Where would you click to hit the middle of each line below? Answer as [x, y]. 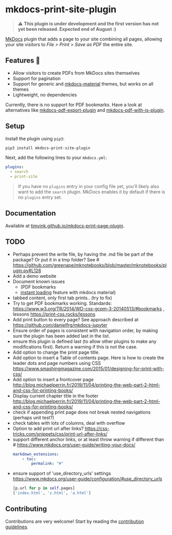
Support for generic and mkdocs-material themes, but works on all [83, 84]
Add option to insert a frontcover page [53, 379]
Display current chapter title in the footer [56, 396]
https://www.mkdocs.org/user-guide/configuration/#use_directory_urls [87, 479]
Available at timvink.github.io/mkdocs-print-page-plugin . [65, 225]
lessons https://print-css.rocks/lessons [54, 314]
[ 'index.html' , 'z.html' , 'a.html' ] [52, 493]
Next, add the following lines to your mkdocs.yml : [56, 158]
